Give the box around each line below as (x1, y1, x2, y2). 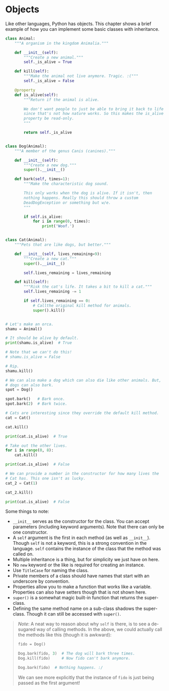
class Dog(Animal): (5, 144, 47, 149)
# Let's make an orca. (5, 322, 54, 327)
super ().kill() (32, 308, 66, 313)
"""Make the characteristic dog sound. (24, 181, 109, 187)
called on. (12, 551, 34, 557)
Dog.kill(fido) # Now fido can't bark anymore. (17, 656, 131, 661)
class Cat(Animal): (5, 238, 47, 243)
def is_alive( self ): (14, 92, 58, 97)
